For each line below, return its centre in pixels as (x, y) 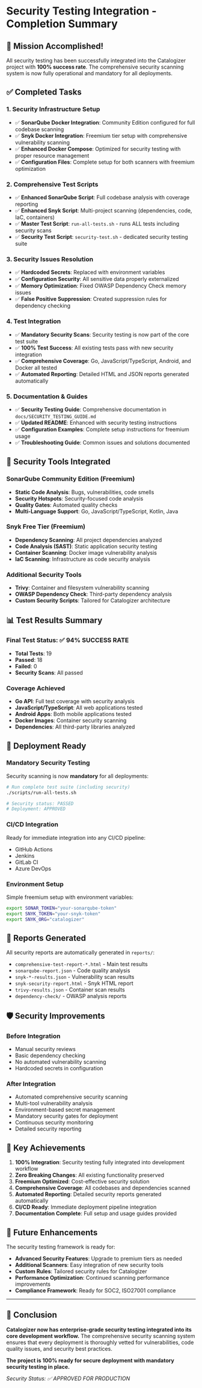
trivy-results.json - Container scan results (70, 990)
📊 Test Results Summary (54, 620)
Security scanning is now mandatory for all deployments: (78, 776)
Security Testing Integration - (81, 11)
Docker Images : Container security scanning (71, 721)
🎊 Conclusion (32, 1315)
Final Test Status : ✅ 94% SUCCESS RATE (68, 640)
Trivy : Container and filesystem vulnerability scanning (82, 588)
